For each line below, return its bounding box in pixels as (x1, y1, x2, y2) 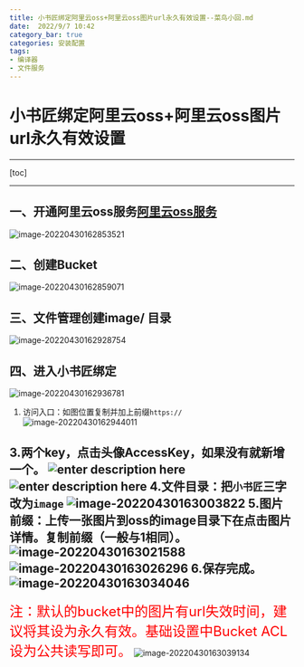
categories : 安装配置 (9, 38, 86, 48)
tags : (9, 47, 30, 56)
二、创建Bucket (9, 257, 98, 272)
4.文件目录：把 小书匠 (148, 479, 263, 494)
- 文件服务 (9, 64, 45, 73)
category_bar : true (9, 30, 83, 39)
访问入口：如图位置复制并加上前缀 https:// (22, 406, 183, 417)
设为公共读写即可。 (9, 642, 132, 660)
